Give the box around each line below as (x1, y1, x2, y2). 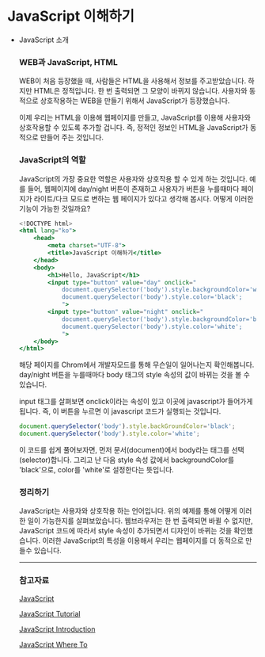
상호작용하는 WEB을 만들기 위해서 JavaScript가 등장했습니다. (40, 96, 230, 105)
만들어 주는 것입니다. (40, 132, 104, 143)
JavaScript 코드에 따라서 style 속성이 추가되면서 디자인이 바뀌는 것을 (18, 526, 233, 536)
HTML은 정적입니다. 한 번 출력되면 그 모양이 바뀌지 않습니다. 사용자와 (33, 86, 248, 96)
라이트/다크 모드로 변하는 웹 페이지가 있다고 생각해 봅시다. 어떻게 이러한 (33, 193, 254, 203)
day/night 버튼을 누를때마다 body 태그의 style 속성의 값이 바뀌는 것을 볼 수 (18, 370, 251, 380)
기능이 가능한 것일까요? (18, 204, 91, 213)
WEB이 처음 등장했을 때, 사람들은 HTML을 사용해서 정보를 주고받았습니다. (18, 76, 247, 86)
